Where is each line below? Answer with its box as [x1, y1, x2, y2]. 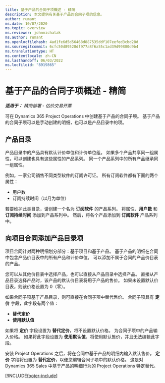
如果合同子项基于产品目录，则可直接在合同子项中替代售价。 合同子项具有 [5, 294, 154, 300]
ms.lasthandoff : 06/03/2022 [5, 58, 63, 63]
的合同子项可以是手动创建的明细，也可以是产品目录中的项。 [5, 119, 127, 125]
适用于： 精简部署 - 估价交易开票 [5, 103, 72, 109]
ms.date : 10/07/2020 [5, 21, 48, 26]
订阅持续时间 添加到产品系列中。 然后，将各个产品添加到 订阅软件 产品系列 [5, 212, 158, 218]
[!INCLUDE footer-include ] [5, 373, 58, 379]
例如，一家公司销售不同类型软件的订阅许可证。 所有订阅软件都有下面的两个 [5, 172, 159, 178]
